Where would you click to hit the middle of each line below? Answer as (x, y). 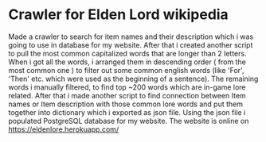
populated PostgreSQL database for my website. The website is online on (129, 121)
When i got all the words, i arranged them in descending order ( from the (127, 62)
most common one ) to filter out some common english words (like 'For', (126, 70)
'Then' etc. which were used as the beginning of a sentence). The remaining (133, 79)
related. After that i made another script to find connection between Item (127, 95)
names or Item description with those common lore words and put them (125, 104)
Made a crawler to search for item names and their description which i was (131, 36)
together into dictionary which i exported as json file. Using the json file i (127, 112)
